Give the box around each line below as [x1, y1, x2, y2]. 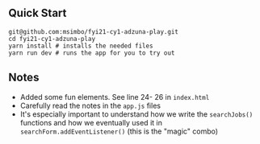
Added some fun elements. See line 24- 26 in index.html [19, 92, 210, 101]
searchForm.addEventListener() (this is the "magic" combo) [19, 126, 219, 136]
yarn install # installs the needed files [8, 42, 153, 50]
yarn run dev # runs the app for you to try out [8, 48, 175, 57]
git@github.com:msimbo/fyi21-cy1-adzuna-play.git [8, 27, 179, 35]
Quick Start [8, 6, 67, 20]
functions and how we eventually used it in [19, 117, 163, 127]
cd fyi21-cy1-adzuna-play [8, 35, 95, 43]
